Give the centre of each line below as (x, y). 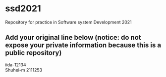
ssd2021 (23, 9)
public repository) (33, 53)
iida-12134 (16, 65)
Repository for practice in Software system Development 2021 (69, 22)
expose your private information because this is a (83, 45)
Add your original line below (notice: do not (73, 38)
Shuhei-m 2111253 (24, 70)
